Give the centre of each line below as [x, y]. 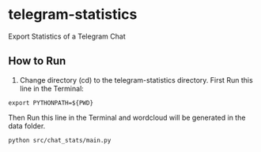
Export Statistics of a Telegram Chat [67, 36]
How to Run [37, 61]
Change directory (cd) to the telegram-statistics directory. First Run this [136, 80]
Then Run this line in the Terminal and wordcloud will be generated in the [127, 117]
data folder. [27, 126]
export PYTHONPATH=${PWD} [51, 103]
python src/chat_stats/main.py [60, 140]
